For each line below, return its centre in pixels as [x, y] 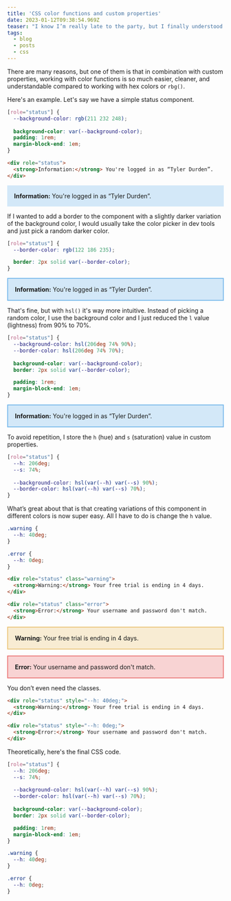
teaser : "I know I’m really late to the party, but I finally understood [115, 26]
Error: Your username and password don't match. [85, 667]
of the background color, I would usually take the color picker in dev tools [111, 223]
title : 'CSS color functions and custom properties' [84, 13]
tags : [15, 33]
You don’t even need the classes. [54, 688]
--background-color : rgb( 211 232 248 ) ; [70, 118]
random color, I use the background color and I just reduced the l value [108, 318]
